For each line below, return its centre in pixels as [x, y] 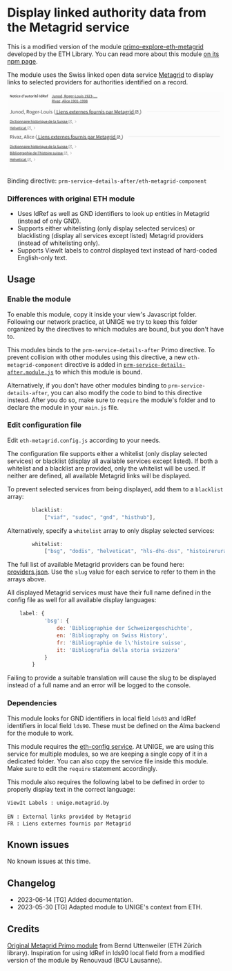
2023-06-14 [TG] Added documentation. [75, 900]
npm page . [22, 61]
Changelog [31, 883]
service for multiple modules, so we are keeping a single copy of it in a [108, 754]
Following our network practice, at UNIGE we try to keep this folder [103, 321]
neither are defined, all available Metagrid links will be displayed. [99, 475]
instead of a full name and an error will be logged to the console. [99, 685]
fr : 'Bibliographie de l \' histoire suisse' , [122, 643]
